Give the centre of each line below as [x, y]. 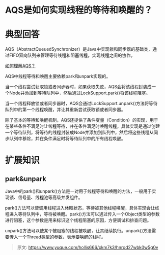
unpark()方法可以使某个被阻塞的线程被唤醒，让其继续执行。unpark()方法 [79, 231]
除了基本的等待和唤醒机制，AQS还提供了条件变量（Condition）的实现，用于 [82, 120]
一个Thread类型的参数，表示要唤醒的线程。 [62, 237]
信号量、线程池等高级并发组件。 [50, 197]
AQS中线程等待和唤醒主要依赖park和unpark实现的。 [58, 76]
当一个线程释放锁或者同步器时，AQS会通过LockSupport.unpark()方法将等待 [82, 104]
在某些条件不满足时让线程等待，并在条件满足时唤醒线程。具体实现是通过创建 [82, 126]
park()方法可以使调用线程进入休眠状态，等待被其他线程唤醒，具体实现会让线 [82, 208]
